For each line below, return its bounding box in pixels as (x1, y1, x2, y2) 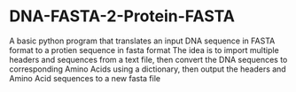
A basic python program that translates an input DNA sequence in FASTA (9, 35, 276, 46)
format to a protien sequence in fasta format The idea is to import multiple (9, 44, 279, 55)
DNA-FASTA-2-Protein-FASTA (9, 6, 235, 27)
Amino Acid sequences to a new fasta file (9, 73, 161, 83)
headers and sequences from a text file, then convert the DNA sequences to (9, 54, 288, 65)
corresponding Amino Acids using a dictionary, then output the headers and (9, 64, 286, 74)
